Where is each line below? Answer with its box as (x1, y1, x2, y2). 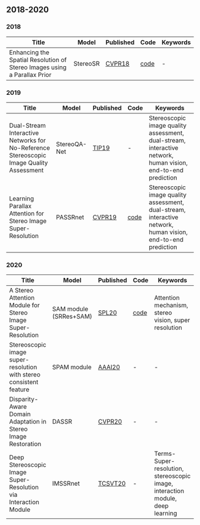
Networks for (9, 136, 46, 144)
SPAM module (52, 363, 92, 372)
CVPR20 (98, 418, 122, 426)
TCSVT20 (98, 480, 126, 488)
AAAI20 (98, 363, 120, 372)
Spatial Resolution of (9, 55, 67, 64)
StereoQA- (56, 140, 87, 148)
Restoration (9, 440, 42, 448)
